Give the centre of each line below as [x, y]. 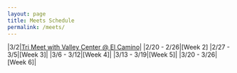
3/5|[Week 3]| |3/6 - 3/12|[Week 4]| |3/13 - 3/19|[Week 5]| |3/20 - [104, 55]
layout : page [27, 14]
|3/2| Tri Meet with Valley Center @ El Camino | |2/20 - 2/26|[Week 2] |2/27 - [118, 47]
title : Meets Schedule [41, 21]
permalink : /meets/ [36, 27]
